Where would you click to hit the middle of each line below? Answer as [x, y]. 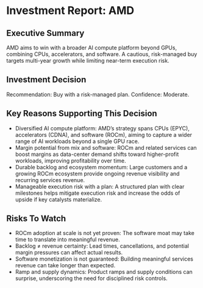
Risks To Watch [36, 219]
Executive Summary [45, 33]
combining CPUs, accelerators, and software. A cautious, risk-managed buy [102, 54]
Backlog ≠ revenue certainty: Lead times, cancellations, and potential [102, 246]
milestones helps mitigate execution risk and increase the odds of [98, 193]
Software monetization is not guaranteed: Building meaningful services [104, 259]
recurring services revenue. [50, 180]
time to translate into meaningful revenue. [67, 240]
